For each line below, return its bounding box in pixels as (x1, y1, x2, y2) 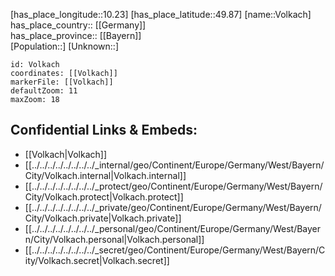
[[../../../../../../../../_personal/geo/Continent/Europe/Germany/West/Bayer (24, 222, 322, 234)
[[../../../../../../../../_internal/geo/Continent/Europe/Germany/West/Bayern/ (24, 159, 325, 171)
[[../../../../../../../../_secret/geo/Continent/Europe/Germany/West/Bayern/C (24, 244, 326, 256)
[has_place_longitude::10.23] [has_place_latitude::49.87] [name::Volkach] (10, 9, 312, 20)
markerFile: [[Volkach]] (10, 77, 114, 87)
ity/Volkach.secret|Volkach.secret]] (24, 254, 170, 266)
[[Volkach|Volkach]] (24, 148, 107, 160)
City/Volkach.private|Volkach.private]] (24, 212, 182, 224)
